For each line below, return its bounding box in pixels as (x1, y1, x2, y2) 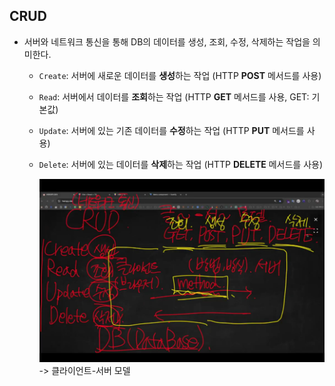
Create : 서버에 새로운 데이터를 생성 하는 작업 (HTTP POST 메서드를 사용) (38, 69, 322, 81)
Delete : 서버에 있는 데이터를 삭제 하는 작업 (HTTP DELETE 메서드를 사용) (38, 158, 324, 170)
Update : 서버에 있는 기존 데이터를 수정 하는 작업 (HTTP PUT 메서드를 (38, 124, 305, 136)
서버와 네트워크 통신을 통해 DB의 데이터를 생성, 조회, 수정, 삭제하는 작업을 (23, 35, 311, 48)
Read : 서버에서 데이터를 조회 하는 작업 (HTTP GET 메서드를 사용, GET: (38, 90, 310, 103)
